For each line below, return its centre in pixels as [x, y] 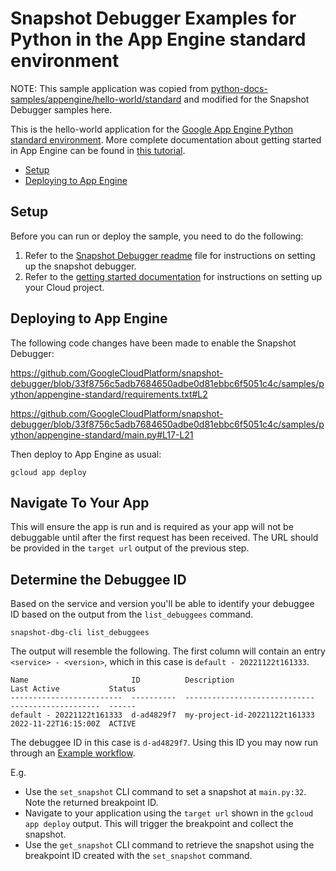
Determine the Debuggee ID [98, 579]
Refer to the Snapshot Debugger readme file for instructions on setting [170, 255]
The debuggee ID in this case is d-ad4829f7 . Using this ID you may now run [164, 743]
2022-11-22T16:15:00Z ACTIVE [73, 724]
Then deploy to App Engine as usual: [86, 454]
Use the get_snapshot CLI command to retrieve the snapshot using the [169, 845]
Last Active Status [73, 689]
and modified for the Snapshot [246, 99]
